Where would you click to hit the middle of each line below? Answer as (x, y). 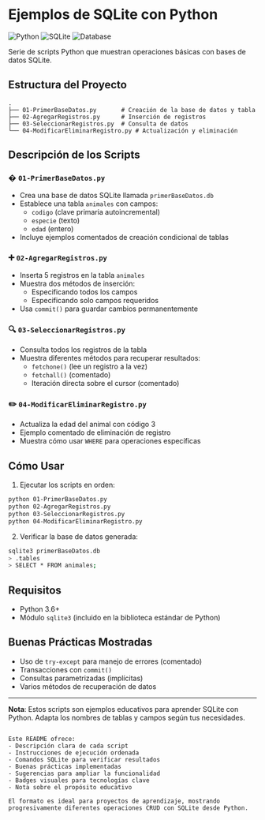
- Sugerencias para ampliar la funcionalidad (84, 773)
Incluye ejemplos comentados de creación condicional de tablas (124, 238)
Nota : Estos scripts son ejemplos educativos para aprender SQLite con (123, 709)
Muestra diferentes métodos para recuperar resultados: (110, 358)
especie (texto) (56, 221)
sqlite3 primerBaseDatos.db (54, 551)
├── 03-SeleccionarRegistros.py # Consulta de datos (99, 124)
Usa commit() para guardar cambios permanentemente (109, 309)
